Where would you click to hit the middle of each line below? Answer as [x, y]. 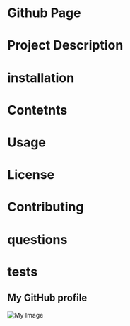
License [31, 175]
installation [41, 77]
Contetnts [37, 110]
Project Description [65, 46]
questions [37, 239]
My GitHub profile [47, 298]
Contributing [46, 207]
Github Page [44, 13]
